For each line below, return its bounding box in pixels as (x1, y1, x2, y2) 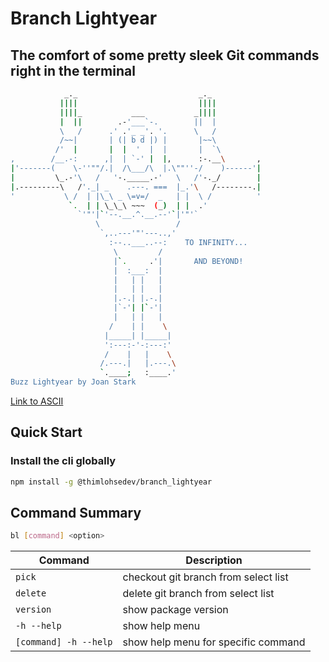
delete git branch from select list (122, 587, 275, 601)
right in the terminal (10, 62, 136, 79)
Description (185, 553, 243, 567)
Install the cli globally (10, 454, 117, 468)
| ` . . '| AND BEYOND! (113, 256, 244, 266)
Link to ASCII (10, 395, 64, 407)
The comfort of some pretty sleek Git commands (10, 47, 320, 64)
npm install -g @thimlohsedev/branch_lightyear (10, 477, 213, 487)
